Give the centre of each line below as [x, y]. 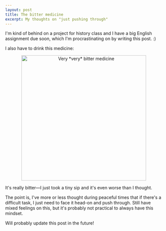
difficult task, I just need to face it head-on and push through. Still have [78, 203]
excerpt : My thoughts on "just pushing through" [57, 19]
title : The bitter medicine [34, 15]
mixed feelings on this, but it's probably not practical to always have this [79, 208]
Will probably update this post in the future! [50, 223]
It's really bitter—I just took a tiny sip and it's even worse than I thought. [79, 188]
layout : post [19, 10]
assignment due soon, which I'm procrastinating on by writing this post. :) [81, 39]
